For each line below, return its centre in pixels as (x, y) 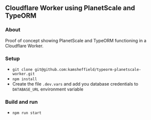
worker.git (24, 74)
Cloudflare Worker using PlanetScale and (70, 8)
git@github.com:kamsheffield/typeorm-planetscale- (88, 69)
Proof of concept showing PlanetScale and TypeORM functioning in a (76, 40)
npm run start (27, 113)
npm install (25, 79)
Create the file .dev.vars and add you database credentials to (75, 84)
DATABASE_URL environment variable (48, 89)
